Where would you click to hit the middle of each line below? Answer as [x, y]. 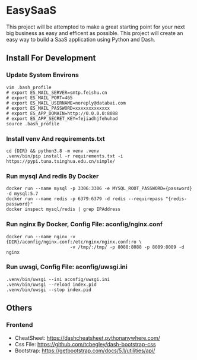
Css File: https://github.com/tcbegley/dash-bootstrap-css [85, 344]
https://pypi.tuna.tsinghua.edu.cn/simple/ [61, 161]
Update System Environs [42, 75]
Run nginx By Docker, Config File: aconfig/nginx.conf [85, 225]
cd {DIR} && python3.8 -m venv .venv [53, 151]
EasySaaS [31, 10]
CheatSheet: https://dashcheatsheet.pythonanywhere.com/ [87, 338]
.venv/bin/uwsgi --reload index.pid [51, 285]
